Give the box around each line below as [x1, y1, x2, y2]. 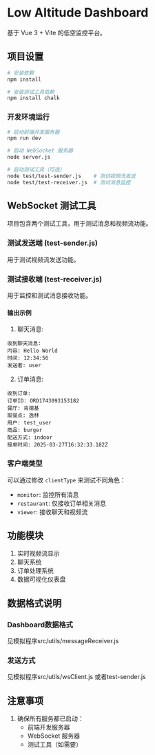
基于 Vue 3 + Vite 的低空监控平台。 [7, 28, 107, 37]
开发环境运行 [7, 112, 50, 122]
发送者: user [7, 362, 41, 369]
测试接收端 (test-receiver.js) [7, 274, 102, 284]
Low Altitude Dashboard [7, 5, 149, 21]
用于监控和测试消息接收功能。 [7, 291, 92, 300]
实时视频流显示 [17, 549, 60, 558]
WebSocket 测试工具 [7, 200, 96, 212]
